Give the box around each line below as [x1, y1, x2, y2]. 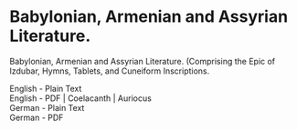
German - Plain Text [9, 102, 85, 113]
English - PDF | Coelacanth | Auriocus [9, 93, 153, 104]
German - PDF [9, 112, 64, 123]
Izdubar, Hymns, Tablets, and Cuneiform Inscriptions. [9, 65, 210, 76]
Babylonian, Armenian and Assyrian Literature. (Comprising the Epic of [9, 55, 276, 66]
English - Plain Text [9, 83, 82, 94]
